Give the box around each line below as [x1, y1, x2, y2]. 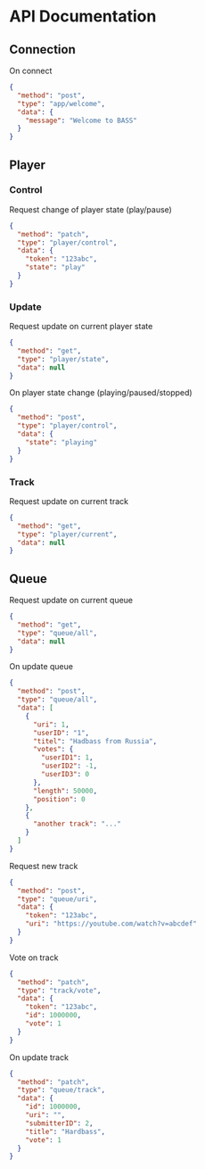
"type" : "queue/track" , [17, 1086, 105, 1095]
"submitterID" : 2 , [25, 1118, 94, 1128]
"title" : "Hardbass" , [25, 1127, 105, 1136]
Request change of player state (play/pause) [9, 203, 172, 215]
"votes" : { [32, 745, 74, 754]
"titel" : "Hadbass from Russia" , [32, 736, 158, 746]
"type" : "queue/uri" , [17, 894, 98, 903]
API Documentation [9, 6, 157, 27]
